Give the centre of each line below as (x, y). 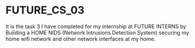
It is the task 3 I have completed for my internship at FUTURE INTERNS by (96, 26)
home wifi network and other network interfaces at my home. (81, 39)
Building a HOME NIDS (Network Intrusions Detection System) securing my (97, 32)
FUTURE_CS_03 (45, 10)
